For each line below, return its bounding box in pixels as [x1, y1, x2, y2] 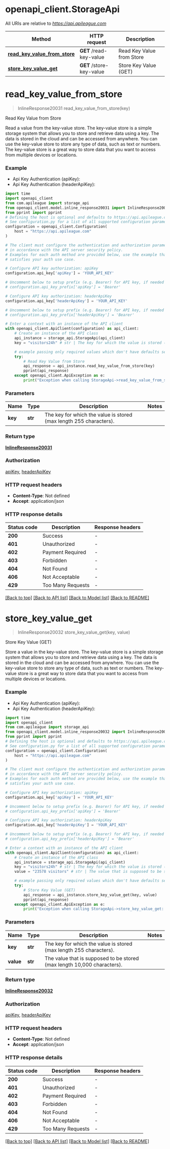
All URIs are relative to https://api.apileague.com [5, 20, 107, 26]
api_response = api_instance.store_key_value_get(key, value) [23, 892, 157, 898]
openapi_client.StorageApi [5, 4, 120, 15]
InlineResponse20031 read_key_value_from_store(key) [17, 105, 131, 111]
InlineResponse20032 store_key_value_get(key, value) [17, 629, 131, 636]
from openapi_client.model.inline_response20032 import [5, 729, 125, 734]
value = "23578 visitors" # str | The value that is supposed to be [14, 869, 162, 874]
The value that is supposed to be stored [45, 954, 139, 961]
